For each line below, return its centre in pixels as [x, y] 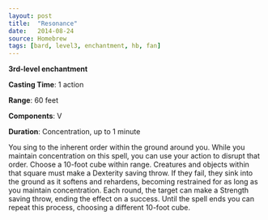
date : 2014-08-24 [41, 31]
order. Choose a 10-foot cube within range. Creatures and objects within [129, 165]
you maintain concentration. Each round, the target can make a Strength [129, 190]
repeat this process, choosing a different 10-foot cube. [99, 208]
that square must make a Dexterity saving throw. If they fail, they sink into [131, 173]
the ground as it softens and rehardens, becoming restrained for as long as [133, 182]
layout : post [30, 16]
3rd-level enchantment [48, 69]
